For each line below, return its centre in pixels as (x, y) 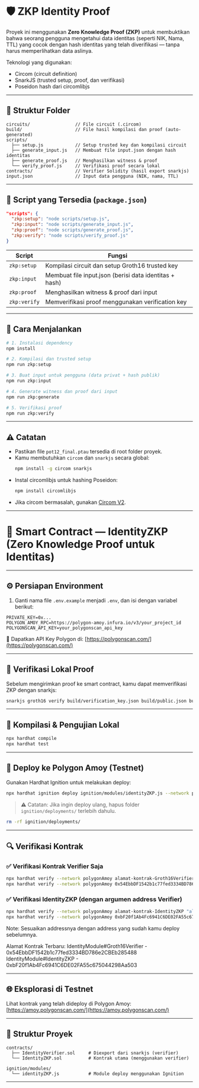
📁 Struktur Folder (38, 111)
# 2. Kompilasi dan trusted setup (49, 359)
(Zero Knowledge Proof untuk (81, 545)
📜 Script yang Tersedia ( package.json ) (76, 200)
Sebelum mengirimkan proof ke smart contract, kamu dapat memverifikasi (97, 684)
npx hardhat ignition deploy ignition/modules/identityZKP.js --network (98, 793)
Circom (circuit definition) (46, 74)
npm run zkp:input (29, 381)
